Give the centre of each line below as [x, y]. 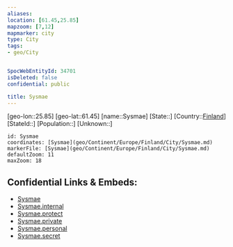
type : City [23, 40]
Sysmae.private [40, 221]
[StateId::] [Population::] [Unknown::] [60, 124]
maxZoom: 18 [24, 161]
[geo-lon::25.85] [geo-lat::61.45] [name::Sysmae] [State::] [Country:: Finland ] [116, 116]
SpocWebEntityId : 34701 [42, 71]
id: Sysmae [23, 136]
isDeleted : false [32, 77]
